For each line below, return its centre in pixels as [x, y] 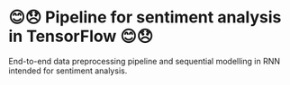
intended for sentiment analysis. [68, 71]
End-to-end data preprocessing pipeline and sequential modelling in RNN [145, 61]
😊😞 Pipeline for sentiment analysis [145, 17]
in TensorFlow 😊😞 [81, 36]
